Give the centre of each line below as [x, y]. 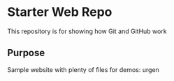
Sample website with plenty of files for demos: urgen [83, 69]
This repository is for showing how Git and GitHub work [87, 31]
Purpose [26, 53]
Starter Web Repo [60, 12]
